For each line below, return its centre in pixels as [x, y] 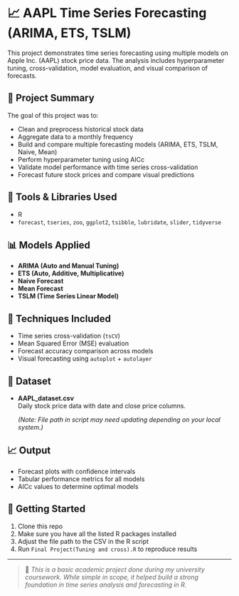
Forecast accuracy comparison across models [86, 351]
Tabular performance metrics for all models [81, 479]
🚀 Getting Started [47, 509]
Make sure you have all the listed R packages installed [97, 534]
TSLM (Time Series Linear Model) [68, 296]
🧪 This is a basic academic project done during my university [115, 569]
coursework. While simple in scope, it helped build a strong [112, 577]
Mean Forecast [41, 288]
